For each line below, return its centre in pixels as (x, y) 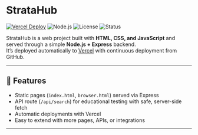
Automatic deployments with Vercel (58, 114)
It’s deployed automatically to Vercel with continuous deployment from (92, 50)
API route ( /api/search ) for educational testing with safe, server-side (98, 101)
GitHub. (15, 57)
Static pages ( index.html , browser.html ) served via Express (87, 95)
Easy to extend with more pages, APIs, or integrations (80, 120)
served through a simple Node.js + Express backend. (71, 44)
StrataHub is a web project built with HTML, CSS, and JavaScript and (91, 38)
